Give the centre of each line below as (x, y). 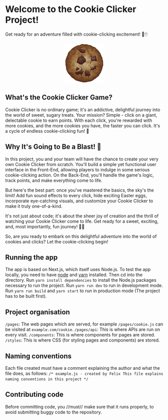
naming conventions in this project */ (47, 379)
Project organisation (38, 312)
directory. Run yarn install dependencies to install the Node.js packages (81, 280)
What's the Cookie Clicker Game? (59, 97)
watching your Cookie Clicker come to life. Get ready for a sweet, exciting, (82, 221)
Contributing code (34, 395)
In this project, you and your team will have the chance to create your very (82, 159)
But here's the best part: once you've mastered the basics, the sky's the (79, 190)
